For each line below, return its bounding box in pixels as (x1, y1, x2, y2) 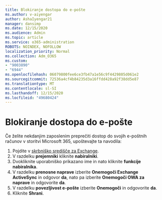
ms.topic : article (5, 35, 43, 40)
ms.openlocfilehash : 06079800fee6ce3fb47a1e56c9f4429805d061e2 (5, 72, 139, 77)
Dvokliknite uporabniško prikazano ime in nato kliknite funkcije (12, 159, 141, 165)
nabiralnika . (12, 164, 38, 170)
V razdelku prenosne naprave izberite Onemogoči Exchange (12, 169, 139, 175)
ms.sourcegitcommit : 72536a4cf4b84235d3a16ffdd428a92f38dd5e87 (5, 77, 139, 82)
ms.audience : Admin (5, 30, 46, 35)
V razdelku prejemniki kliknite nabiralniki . (12, 153, 98, 159)
